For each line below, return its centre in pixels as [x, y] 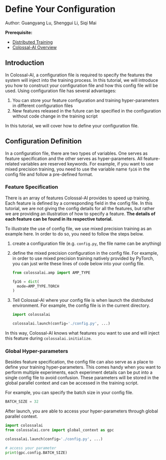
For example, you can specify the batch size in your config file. [69, 393]
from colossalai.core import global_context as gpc [59, 430]
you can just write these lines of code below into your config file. [78, 263]
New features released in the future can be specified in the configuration [86, 111]
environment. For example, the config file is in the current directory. [81, 305]
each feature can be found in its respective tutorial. [59, 219]
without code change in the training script [55, 116]
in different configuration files [43, 106]
